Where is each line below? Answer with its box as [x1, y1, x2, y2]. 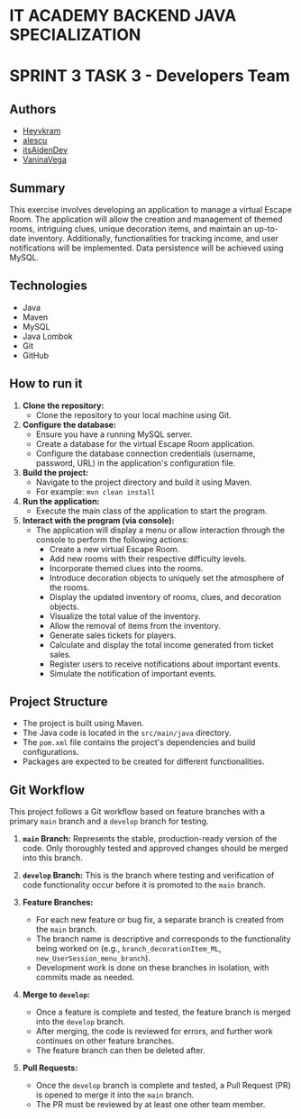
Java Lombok [22, 331, 74, 341]
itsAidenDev [22, 145, 68, 156]
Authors [9, 101, 57, 117]
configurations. [22, 747, 79, 758]
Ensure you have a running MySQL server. [35, 429, 193, 440]
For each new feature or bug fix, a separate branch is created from [35, 914, 284, 925]
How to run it [9, 376, 83, 392]
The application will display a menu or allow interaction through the [35, 524, 286, 535]
